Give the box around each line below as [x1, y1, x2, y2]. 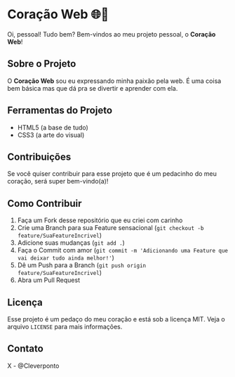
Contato [7, 343, 43, 354]
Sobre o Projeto [7, 58, 76, 70]
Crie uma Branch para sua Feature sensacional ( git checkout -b [17, 224, 204, 232]
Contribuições [7, 151, 72, 162]
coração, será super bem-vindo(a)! [7, 177, 109, 186]
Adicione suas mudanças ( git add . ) [17, 238, 125, 247]
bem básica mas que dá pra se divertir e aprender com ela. [7, 84, 178, 92]
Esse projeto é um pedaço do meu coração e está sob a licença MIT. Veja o [7, 315, 226, 323]
